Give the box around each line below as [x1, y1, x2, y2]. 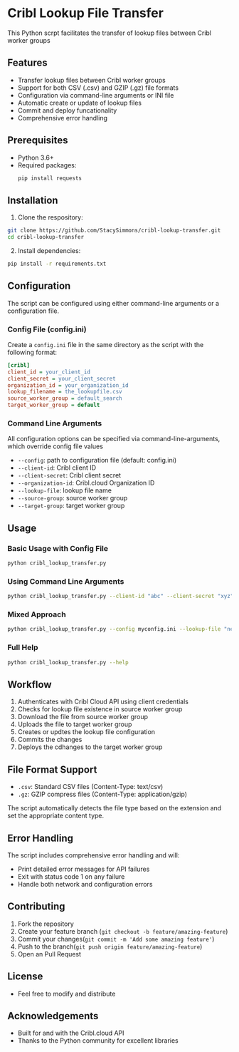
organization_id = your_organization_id [7, 381, 129, 389]
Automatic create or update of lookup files [17, 98, 142, 107]
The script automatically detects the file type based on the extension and [7, 804, 222, 813]
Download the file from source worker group [17, 713, 148, 721]
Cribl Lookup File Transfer [7, 5, 164, 21]
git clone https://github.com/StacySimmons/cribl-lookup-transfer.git [7, 227, 221, 234]
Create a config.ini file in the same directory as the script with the [7, 340, 204, 349]
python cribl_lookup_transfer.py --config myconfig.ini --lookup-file [7, 626, 221, 633]
